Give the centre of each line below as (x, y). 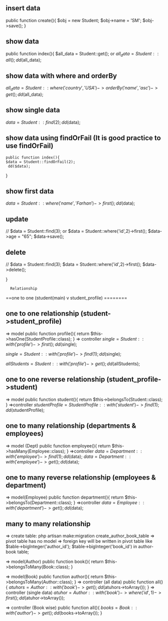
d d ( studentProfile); (25, 410)
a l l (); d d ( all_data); (24, 60)
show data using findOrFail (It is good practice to (83, 138)
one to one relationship (42, 314)
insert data (23, 8)
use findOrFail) (30, 146)
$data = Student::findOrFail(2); (41, 162)
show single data (33, 110)
